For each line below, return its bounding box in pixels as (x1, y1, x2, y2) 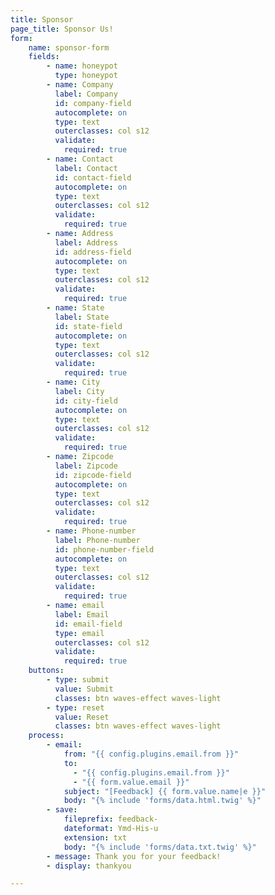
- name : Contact (46, 154, 114, 164)
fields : (28, 52, 60, 62)
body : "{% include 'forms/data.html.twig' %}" (63, 796, 262, 806)
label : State (54, 312, 110, 322)
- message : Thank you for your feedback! (46, 851, 222, 861)
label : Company (54, 89, 118, 99)
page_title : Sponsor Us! (10, 24, 114, 34)
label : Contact (54, 163, 118, 173)
